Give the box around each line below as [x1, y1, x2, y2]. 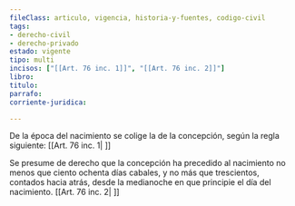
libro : [9, 73, 34, 82]
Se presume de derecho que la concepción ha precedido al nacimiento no [9, 158, 286, 169]
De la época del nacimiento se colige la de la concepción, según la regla [9, 131, 280, 142]
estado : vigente [9, 47, 71, 56]
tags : [9, 22, 30, 31]
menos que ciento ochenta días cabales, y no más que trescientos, [9, 167, 261, 178]
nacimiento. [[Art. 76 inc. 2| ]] [9, 187, 120, 198]
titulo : [9, 81, 39, 90]
